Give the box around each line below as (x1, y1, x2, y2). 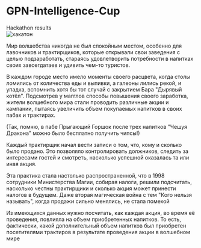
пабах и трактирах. (6, 111, 56, 119)
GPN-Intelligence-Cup (6, 4, 120, 18)
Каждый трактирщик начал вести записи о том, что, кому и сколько (6, 141, 182, 148)
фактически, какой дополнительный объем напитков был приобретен (6, 222, 187, 229)
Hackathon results (6, 24, 52, 31)
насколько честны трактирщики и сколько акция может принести (6, 185, 176, 192)
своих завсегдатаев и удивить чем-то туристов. (6, 61, 131, 69)
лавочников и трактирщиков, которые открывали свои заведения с (6, 48, 181, 55)
